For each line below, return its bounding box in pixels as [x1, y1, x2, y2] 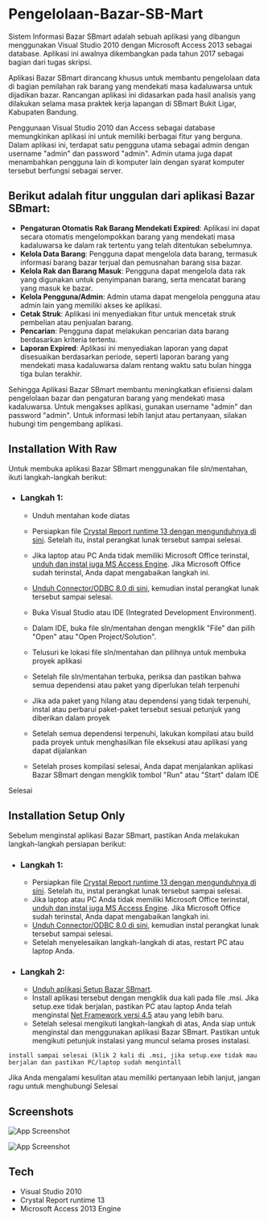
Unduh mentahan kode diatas [31, 510, 130, 521]
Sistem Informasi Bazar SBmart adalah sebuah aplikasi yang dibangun [8, 31, 241, 41]
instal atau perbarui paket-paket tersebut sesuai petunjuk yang [31, 704, 241, 714]
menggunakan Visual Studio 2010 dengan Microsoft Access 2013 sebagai [8, 40, 253, 49]
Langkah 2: [19, 966, 65, 977]
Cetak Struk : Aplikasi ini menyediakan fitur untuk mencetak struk [19, 308, 237, 319]
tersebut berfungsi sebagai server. [8, 165, 123, 175]
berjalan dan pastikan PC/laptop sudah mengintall [8, 1059, 182, 1067]
